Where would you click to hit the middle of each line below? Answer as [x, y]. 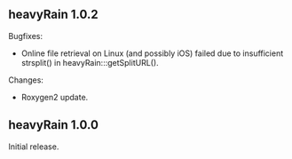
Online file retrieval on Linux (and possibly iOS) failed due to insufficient [152, 53]
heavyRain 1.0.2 [53, 15]
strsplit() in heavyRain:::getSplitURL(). [90, 62]
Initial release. [34, 147]
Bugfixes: [26, 36]
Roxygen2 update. [55, 97]
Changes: [26, 80]
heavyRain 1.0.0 [54, 125]
